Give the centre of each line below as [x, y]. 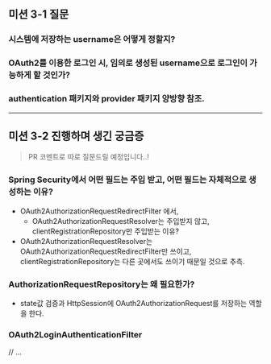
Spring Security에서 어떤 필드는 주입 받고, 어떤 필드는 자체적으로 [128, 180]
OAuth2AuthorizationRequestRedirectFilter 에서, [99, 211]
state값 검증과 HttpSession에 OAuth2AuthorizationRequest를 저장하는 [133, 303]
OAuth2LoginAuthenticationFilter [75, 334]
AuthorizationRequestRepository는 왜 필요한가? [102, 284]
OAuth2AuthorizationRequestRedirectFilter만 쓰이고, [106, 251]
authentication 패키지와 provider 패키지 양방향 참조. [106, 99]
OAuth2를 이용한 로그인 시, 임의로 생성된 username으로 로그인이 [128, 63]
